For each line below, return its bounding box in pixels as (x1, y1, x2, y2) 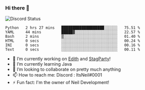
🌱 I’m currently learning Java (12, 61, 72, 67)
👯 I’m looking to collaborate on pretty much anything (12, 67, 121, 73)
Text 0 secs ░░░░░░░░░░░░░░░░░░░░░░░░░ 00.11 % (5, 47, 140, 52)
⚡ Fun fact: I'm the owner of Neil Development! (12, 80, 109, 86)
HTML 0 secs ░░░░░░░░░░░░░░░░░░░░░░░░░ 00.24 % (5, 38, 140, 44)
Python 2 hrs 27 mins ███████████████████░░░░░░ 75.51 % (5, 25, 140, 30)
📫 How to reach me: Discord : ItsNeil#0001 (12, 72, 102, 78)
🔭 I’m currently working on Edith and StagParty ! (12, 56, 111, 62)
